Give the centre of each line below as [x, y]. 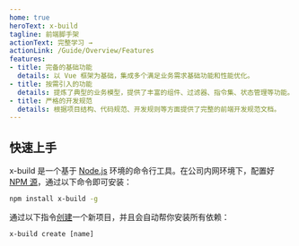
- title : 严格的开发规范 [51, 101]
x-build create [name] [52, 233]
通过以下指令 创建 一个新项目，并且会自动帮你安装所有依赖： [119, 216]
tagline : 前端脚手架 [44, 34]
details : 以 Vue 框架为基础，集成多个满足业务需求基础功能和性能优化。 [136, 76]
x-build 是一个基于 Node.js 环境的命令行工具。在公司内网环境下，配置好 [142, 171]
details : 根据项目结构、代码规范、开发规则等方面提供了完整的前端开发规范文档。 [149, 109]
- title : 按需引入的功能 [51, 84]
